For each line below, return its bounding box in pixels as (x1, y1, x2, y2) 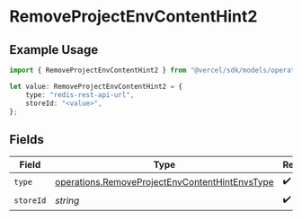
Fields (9, 132, 45, 147)
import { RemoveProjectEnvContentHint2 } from (9, 66, 187, 75)
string (55, 194, 80, 207)
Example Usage (9, 42, 99, 57)
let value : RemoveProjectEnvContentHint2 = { (9, 82, 182, 91)
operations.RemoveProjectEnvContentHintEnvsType (55, 175, 274, 188)
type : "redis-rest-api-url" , (25, 90, 135, 100)
